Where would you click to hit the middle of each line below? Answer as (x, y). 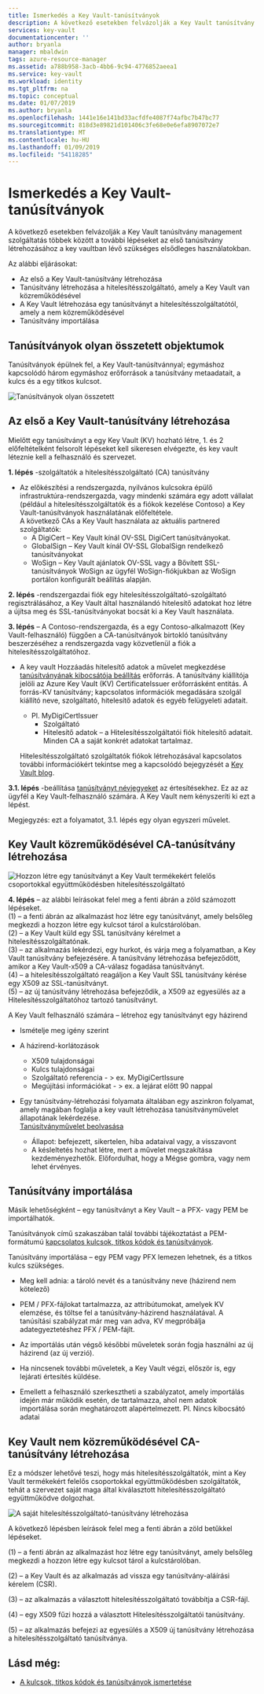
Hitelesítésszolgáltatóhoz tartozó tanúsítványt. (83, 999)
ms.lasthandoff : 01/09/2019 (54, 147)
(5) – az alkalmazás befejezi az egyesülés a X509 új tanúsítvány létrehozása (131, 1630)
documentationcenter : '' (49, 37)
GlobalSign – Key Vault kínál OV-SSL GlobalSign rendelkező (127, 546)
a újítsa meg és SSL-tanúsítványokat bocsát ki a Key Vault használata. (121, 611)
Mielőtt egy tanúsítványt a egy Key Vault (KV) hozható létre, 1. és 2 (116, 440)
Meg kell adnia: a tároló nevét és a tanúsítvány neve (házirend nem (128, 1281)
